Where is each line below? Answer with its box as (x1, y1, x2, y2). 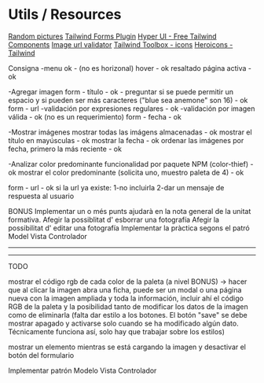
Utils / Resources (8, 6, 122, 24)
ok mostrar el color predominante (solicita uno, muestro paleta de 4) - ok (8, 168, 244, 177)
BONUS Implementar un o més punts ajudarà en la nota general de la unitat (8, 206, 251, 215)
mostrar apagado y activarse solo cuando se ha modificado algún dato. (8, 319, 239, 328)
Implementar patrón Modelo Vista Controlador (8, 366, 157, 375)
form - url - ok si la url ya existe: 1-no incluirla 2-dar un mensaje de (8, 182, 225, 192)
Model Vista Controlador (8, 231, 88, 241)
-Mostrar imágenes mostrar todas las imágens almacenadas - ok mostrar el (8, 127, 253, 137)
